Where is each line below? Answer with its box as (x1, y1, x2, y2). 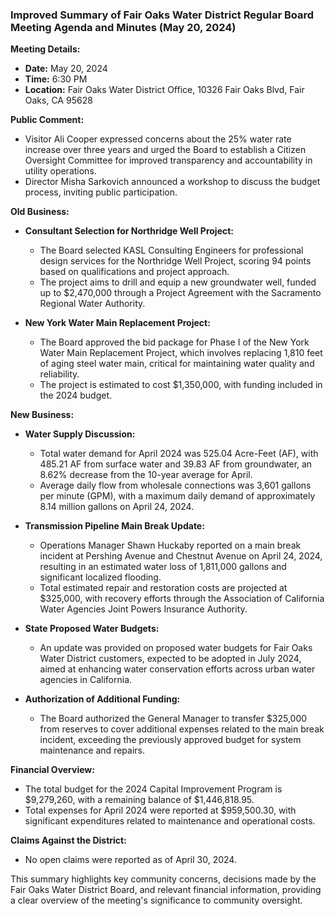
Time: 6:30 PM (24, 73, 88, 85)
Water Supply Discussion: (24, 428, 136, 440)
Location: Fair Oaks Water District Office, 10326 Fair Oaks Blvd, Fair (24, 84, 305, 96)
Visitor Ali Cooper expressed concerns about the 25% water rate (24, 133, 292, 145)
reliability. (39, 368, 80, 380)
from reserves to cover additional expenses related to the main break (39, 723, 325, 735)
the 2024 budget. (39, 389, 113, 402)
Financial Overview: (10, 764, 95, 776)
